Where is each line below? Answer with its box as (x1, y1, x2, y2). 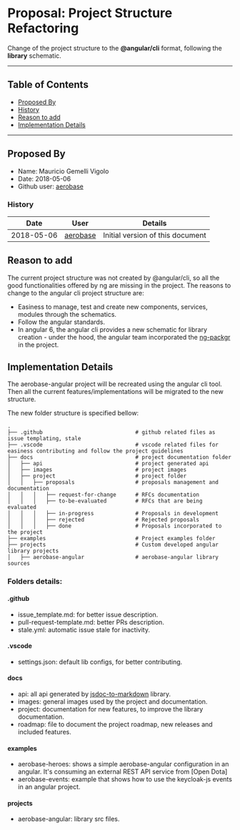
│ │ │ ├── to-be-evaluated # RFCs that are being (7, 497, 203, 505)
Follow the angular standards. (17, 318, 106, 326)
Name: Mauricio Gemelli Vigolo (17, 166, 109, 176)
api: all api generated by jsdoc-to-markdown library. (17, 690, 171, 699)
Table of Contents (7, 79, 89, 91)
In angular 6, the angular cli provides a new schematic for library (17, 325, 208, 333)
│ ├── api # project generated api (7, 460, 209, 467)
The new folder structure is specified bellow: (7, 409, 139, 417)
